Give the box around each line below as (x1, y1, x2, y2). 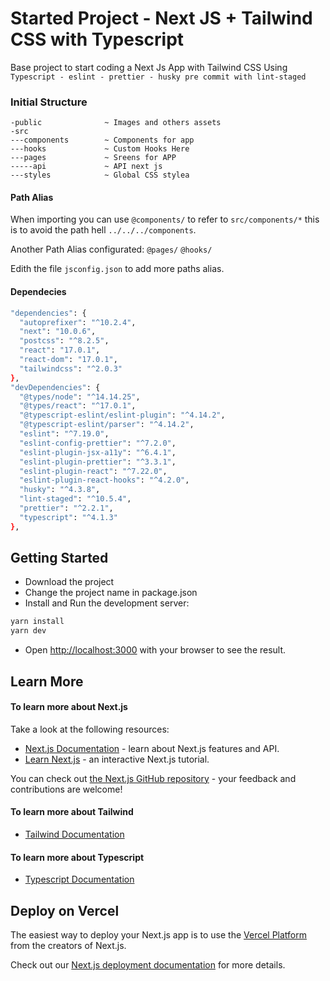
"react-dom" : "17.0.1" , (19, 355, 118, 365)
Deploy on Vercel (10, 902, 120, 919)
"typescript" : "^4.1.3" (19, 512, 118, 522)
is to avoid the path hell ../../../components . (10, 224, 197, 236)
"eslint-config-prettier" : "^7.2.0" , (19, 438, 177, 448)
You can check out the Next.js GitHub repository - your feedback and (10, 772, 297, 784)
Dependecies (10, 286, 67, 298)
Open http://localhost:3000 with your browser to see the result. (24, 644, 287, 656)
